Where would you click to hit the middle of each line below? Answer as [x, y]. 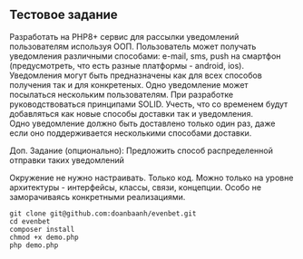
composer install [42, 229]
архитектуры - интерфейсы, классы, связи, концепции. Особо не [135, 187]
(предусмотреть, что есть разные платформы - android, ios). [127, 65]
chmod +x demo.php [44, 237]
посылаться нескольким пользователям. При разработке [122, 94]
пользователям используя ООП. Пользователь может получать [133, 46]
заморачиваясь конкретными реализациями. [98, 197]
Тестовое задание [64, 15]
